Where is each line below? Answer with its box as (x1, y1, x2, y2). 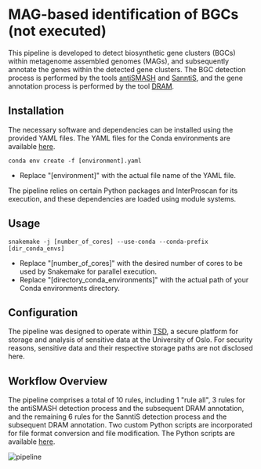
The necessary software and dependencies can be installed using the (8, 125, 234, 134)
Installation (8, 104, 64, 118)
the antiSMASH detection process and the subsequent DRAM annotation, (8, 404, 245, 413)
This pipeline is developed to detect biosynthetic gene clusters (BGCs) (8, 48, 237, 57)
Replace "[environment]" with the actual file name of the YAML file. (19, 170, 237, 180)
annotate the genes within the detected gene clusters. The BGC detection (8, 64, 246, 74)
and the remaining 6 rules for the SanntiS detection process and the (8, 412, 227, 421)
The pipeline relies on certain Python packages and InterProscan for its (8, 186, 238, 195)
